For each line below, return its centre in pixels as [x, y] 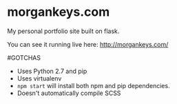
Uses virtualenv [39, 78]
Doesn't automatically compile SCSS [69, 93]
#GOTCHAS [24, 58]
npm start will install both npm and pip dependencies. [93, 85]
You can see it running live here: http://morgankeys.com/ [88, 44]
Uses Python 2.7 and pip [52, 71]
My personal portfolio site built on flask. [63, 31]
